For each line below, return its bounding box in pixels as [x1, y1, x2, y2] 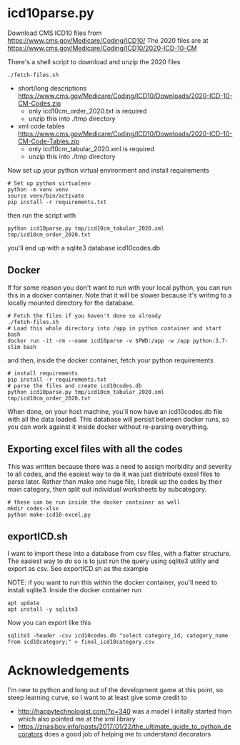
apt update [7, 599, 40, 607]
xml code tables [17, 121, 66, 130]
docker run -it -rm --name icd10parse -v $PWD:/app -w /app [7, 337, 191, 344]
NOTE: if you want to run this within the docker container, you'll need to [7, 578, 218, 587]
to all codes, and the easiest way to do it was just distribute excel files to [7, 470, 221, 478]
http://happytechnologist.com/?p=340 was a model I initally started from [17, 707, 232, 716]
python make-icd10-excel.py [7, 511, 91, 518]
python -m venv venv [7, 186, 69, 193]
